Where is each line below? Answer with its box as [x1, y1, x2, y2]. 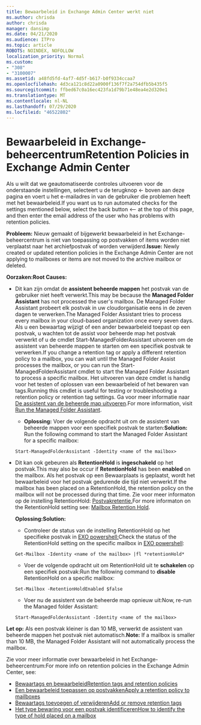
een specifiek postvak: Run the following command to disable [23, 568, 176, 576]
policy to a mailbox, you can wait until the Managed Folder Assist [14, 355, 176, 363]
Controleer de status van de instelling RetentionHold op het [23, 527, 170, 534]
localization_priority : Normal [6, 53, 85, 59]
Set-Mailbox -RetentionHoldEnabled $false [14, 586, 123, 592]
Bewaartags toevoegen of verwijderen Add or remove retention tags [14, 699, 182, 706]
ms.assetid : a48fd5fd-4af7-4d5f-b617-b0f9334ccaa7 [6, 76, 136, 82]
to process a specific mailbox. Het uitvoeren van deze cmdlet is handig [14, 374, 191, 381]
